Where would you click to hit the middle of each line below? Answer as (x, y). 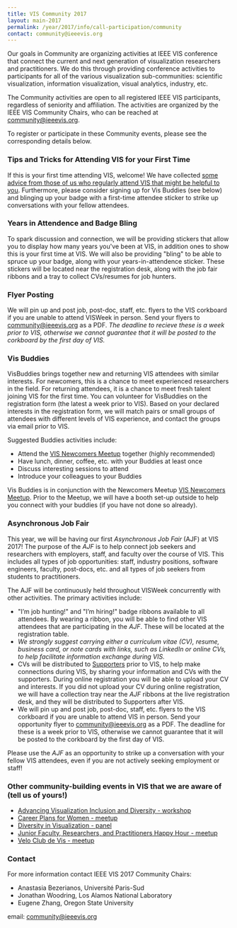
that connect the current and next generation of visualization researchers (114, 62)
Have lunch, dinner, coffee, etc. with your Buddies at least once (110, 461)
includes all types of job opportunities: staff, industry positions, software (113, 561)
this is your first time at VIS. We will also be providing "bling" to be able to (115, 254)
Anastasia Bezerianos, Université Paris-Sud (81, 888)
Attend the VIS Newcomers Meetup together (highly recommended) (116, 454)
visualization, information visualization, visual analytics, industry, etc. (108, 84)
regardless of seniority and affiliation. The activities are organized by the (113, 105)
